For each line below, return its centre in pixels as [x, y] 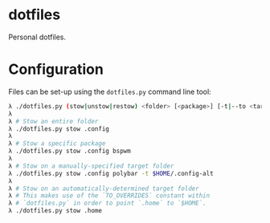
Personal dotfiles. [37, 37]
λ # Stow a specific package [57, 144]
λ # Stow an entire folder [53, 121]
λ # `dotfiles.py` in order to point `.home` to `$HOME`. [107, 203]
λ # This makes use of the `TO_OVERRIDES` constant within [109, 196]
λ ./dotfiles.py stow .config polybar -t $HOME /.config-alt [111, 173]
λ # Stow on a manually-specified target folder [91, 166]
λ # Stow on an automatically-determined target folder [104, 189]
